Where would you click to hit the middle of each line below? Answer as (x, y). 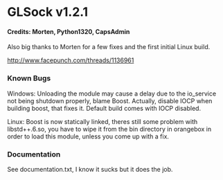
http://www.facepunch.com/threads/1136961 (71, 60)
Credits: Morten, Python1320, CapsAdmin (69, 31)
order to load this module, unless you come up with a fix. (88, 136)
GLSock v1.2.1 (48, 12)
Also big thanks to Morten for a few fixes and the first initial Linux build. (109, 47)
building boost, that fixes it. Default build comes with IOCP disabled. (104, 108)
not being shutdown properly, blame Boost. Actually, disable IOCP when (110, 100)
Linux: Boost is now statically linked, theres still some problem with (102, 121)
